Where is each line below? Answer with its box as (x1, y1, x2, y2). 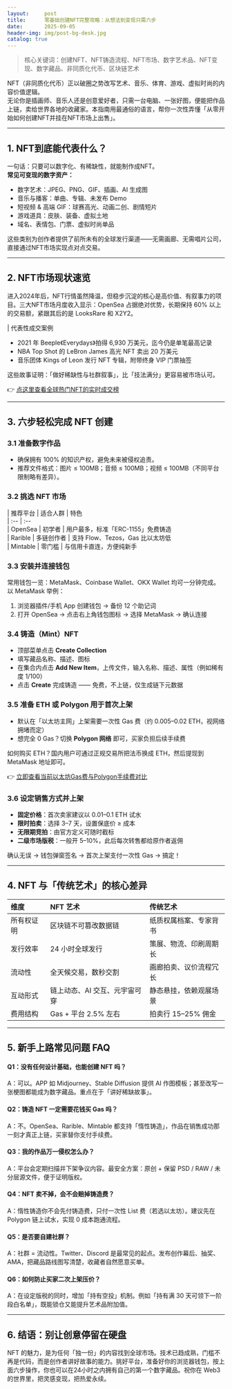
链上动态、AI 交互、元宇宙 (50, 986, 135, 995)
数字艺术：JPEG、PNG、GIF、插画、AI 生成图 (17, 185, 148, 194)
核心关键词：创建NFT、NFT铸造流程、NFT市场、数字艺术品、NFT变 (23, 56, 218, 64)
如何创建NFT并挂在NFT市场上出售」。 (12, 114, 119, 122)
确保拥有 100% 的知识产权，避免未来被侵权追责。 (17, 455, 158, 464)
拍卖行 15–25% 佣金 (149, 1008, 216, 1018)
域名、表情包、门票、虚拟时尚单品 (17, 219, 115, 228)
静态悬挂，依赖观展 (149, 986, 212, 995)
